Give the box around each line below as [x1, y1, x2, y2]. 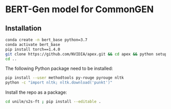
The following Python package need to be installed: [5, 65, 113, 72]
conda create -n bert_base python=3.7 [5, 37, 88, 42]
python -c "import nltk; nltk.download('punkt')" [5, 80, 113, 85]
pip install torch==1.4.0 [5, 47, 60, 52]
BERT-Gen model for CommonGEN [5, 4, 154, 15]
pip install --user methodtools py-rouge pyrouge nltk [5, 75, 124, 80]
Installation [5, 24, 42, 33]
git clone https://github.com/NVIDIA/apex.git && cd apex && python [5, 51, 154, 57]
